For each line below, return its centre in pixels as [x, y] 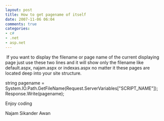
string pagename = [25, 83]
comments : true [21, 24]
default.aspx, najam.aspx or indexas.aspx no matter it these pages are [77, 68]
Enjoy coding [19, 103]
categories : [18, 29]
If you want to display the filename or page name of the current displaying [83, 57]
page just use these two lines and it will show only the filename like [74, 62]
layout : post [19, 10]
